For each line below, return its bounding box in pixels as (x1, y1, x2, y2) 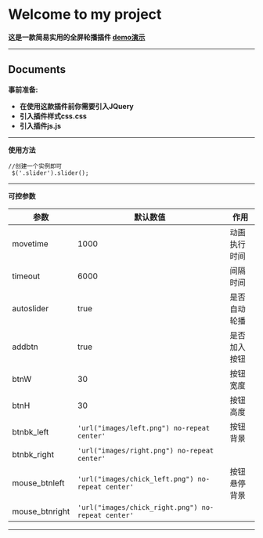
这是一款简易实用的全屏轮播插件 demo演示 (8, 32, 146, 42)
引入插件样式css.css (19, 111, 88, 121)
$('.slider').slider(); (11, 169, 89, 177)
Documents (8, 63, 67, 76)
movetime (12, 238, 49, 249)
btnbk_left (12, 426, 49, 437)
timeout (12, 271, 41, 282)
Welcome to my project (8, 5, 162, 24)
